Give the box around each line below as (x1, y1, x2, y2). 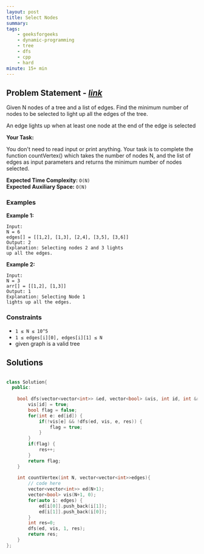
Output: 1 (6, 289, 32, 295)
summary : (6, 20, 29, 26)
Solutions (6, 357, 44, 368)
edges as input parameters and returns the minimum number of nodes (6, 158, 182, 166)
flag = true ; (49, 424, 83, 430)
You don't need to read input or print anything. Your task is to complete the (6, 146, 194, 153)
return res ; (28, 532, 59, 538)
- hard (17, 59, 34, 66)
